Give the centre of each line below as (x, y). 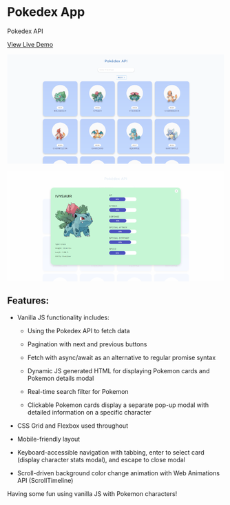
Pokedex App (46, 12)
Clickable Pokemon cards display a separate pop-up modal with (118, 405)
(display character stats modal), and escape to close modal (101, 459)
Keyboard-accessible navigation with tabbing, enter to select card (111, 452)
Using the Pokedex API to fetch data (79, 330)
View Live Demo (30, 44)
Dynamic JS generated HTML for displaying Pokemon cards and (118, 370)
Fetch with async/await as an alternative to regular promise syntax (122, 357)
